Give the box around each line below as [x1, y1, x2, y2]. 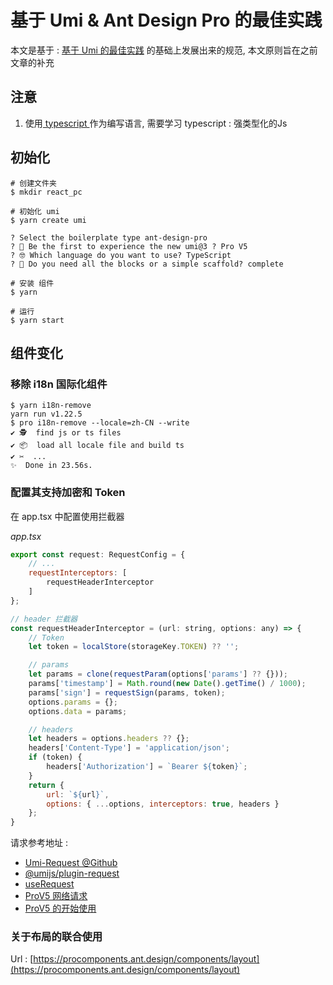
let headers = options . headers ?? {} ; [28, 734, 190, 744]
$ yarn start [10, 315, 65, 325]
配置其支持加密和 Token [10, 486, 126, 500]
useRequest [24, 878, 75, 890]
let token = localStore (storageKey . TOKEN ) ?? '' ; [28, 642, 240, 652]
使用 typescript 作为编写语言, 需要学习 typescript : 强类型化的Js [24, 117, 288, 129]
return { [28, 780, 65, 790]
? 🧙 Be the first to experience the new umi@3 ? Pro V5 [10, 241, 248, 251]
